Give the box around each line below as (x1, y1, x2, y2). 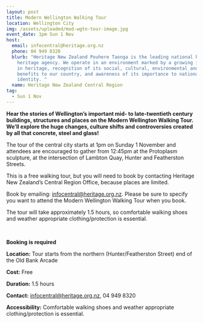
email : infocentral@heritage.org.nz (11, 43, 104, 49)
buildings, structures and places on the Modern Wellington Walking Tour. (6, 116, 194, 124)
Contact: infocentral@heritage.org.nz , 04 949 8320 (6, 291, 136, 299)
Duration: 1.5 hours (6, 280, 54, 287)
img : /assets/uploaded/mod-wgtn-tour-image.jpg (6, 25, 129, 32)
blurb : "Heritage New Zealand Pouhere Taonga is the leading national (11, 54, 193, 60)
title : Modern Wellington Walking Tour (6, 15, 107, 21)
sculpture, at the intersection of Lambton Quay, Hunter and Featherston (6, 154, 184, 161)
